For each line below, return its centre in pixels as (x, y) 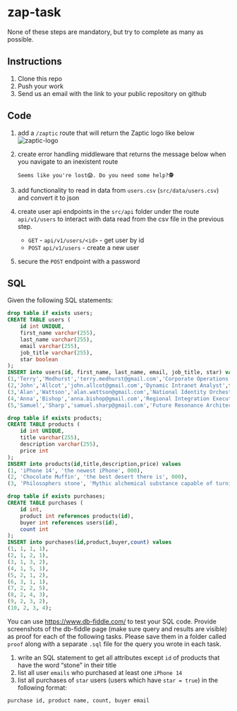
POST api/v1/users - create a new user (84, 247)
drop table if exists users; (50, 313)
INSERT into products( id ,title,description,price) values (94, 464)
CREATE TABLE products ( (44, 424)
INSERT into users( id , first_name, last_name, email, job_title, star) (115, 372)
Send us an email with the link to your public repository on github (112, 93)
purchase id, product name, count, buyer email (79, 700)
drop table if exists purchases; (56, 496)
